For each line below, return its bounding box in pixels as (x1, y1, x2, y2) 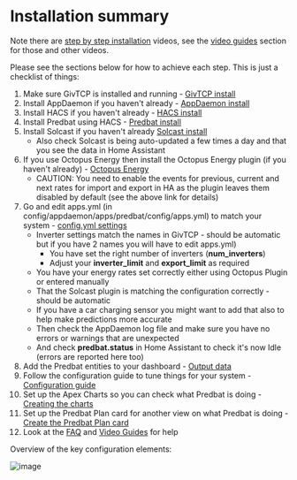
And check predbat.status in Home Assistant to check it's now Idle (35, 342, 282, 353)
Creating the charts (22, 398, 94, 408)
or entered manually (35, 276, 110, 286)
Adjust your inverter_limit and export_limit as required (49, 257, 250, 268)
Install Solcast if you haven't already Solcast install (22, 126, 208, 136)
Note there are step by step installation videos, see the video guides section (10, 35, 286, 46)
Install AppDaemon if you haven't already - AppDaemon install (22, 97, 250, 108)
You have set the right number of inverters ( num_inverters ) (49, 248, 266, 258)
